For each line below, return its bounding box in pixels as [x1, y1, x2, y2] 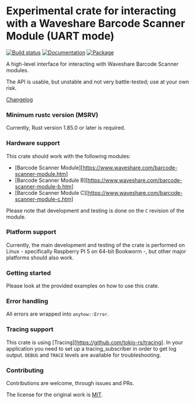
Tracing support [6, 325, 54, 334]
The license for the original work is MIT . [6, 391, 103, 398]
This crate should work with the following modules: [6, 152, 131, 159]
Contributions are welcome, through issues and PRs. [6, 380, 135, 387]
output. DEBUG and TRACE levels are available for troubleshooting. [6, 351, 161, 358]
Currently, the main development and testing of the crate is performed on [6, 241, 185, 248]
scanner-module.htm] [14, 170, 68, 177]
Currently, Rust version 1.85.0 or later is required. [6, 124, 126, 132]
